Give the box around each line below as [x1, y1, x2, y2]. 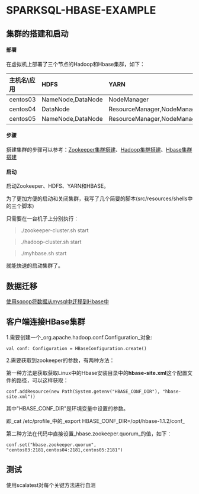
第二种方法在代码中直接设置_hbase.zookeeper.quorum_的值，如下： [6, 430, 172, 437]
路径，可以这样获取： [16, 377, 69, 384]
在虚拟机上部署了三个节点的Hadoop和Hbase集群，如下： [6, 60, 145, 68]
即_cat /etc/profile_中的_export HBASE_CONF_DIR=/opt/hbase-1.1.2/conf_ [6, 417, 185, 424]
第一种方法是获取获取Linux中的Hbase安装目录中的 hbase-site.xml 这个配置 [6, 369, 188, 376]
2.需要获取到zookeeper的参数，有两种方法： [6, 357, 115, 364]
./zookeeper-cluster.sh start [20, 227, 89, 234]
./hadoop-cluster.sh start [20, 238, 82, 246]
